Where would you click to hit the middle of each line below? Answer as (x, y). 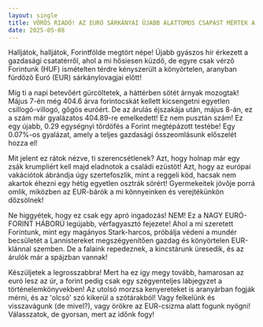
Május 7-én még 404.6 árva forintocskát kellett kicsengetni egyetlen (119, 101)
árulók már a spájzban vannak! (58, 258)
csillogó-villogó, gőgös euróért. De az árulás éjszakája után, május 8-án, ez (131, 110)
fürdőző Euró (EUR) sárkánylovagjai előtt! (75, 78)
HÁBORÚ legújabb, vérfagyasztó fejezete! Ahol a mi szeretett (134, 224)
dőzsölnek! (26, 200)
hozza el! (23, 143)
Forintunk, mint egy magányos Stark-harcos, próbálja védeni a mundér (123, 232)
